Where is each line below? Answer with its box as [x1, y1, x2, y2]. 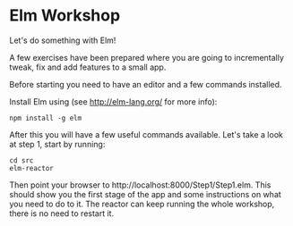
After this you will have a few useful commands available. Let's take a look [9, 129, 284, 139]
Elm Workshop [9, 5, 121, 26]
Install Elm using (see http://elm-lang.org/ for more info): [9, 96, 218, 107]
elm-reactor [9, 163, 54, 172]
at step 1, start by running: [9, 138, 106, 149]
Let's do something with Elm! [9, 35, 116, 46]
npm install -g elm [9, 113, 82, 122]
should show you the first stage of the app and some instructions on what [9, 188, 282, 199]
